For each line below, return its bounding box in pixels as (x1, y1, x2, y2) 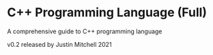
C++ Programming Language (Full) (7, 5, 207, 20)
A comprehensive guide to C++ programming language (7, 27, 162, 35)
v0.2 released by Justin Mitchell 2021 (7, 40, 112, 48)
